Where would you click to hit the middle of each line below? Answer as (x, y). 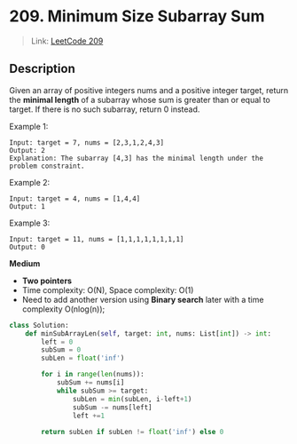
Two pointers (47, 281)
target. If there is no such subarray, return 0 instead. (105, 109)
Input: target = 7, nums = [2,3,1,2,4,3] (87, 143)
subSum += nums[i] (90, 383)
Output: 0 (27, 247)
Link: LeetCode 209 (67, 41)
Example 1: (29, 126)
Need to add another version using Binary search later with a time (143, 299)
